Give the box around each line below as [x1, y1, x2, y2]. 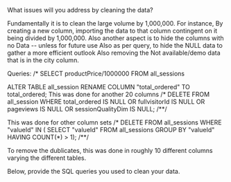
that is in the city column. [7, 56, 80, 64]
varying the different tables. [7, 154, 87, 162]
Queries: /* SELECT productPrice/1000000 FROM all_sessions [7, 69, 185, 78]
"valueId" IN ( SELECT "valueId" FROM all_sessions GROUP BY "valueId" [7, 126, 215, 134]
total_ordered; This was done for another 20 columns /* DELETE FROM [7, 90, 210, 98]
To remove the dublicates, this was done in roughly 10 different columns [7, 147, 213, 154]
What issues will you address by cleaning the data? [7, 6, 154, 14]
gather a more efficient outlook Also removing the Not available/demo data [7, 48, 221, 57]
